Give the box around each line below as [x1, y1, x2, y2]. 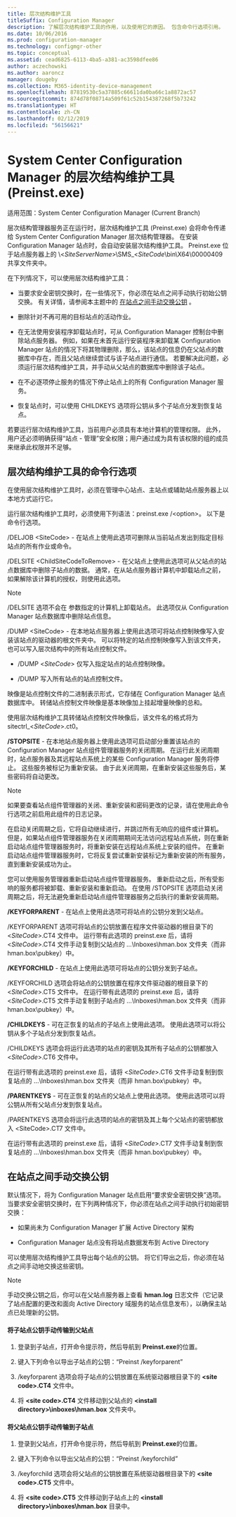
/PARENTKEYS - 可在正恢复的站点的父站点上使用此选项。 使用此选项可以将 [7, 1091, 225, 1100]
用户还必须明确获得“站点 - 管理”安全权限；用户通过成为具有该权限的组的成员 [7, 434, 228, 442]
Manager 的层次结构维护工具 [7, 169, 175, 185]
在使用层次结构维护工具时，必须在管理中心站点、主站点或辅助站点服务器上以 [7, 485, 229, 494]
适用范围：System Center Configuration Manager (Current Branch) [7, 209, 201, 217]
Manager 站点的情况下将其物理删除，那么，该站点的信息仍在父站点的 [17, 345, 218, 354]
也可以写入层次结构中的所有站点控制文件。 [7, 645, 131, 653]
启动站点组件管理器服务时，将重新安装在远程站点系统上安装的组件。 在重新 [7, 843, 225, 851]
